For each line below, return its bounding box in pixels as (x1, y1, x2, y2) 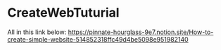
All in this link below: (7, 28, 67, 36)
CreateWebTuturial (7, 5, 120, 21)
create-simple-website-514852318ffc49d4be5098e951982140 (7, 35, 189, 43)
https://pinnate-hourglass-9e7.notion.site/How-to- (68, 28, 214, 36)
